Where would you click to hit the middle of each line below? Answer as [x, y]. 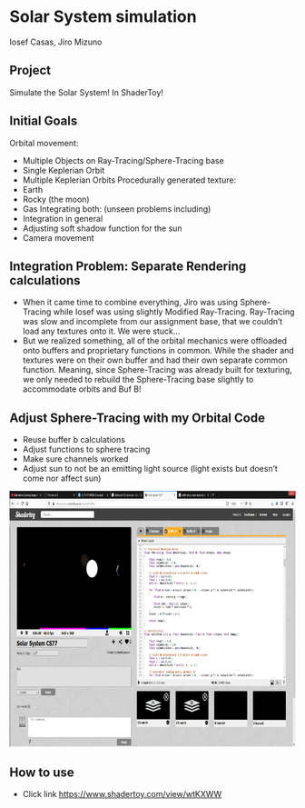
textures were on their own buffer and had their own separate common [155, 360]
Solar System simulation [103, 17]
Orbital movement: [44, 143]
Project [30, 70]
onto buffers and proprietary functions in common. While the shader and [158, 351]
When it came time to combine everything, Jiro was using [130, 303]
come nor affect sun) [62, 478]
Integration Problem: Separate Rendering [128, 266]
